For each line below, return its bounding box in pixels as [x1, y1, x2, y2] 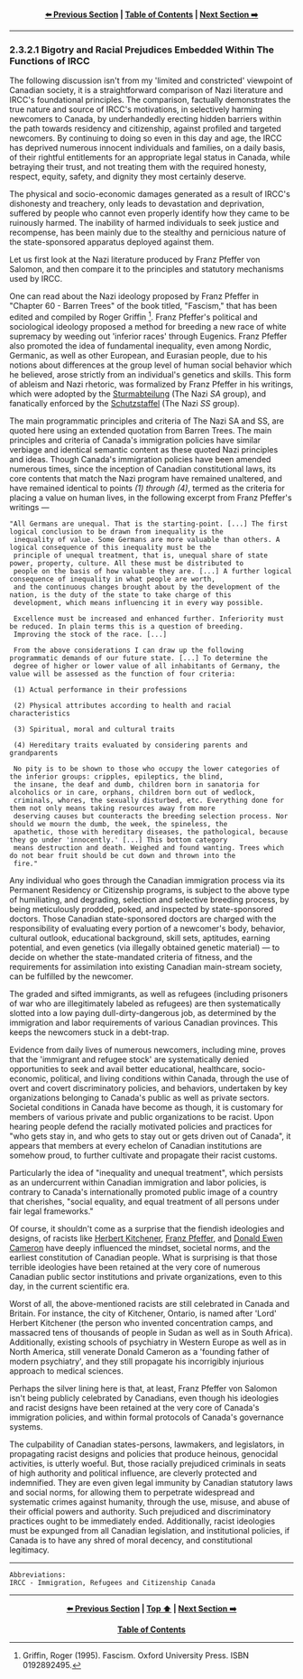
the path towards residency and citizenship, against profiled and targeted [9, 123, 281, 135]
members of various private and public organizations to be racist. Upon [9, 1111, 275, 1122]
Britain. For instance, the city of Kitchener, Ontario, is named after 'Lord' [9, 1308, 277, 1319]
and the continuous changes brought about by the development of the [13, 583, 280, 592]
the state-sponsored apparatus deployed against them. [9, 237, 215, 247]
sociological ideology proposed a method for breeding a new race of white [9, 321, 287, 331]
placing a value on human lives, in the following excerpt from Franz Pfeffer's [9, 492, 292, 503]
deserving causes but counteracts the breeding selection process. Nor [13, 811, 289, 821]
